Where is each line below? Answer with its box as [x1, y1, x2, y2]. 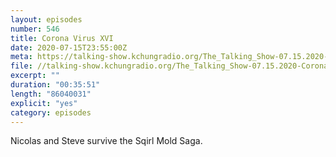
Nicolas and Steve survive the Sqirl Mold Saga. [10, 135, 203, 147]
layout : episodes [10, 14, 83, 25]
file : [10, 61, 33, 71]
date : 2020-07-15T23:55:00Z [10, 42, 128, 53]
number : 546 [10, 24, 60, 34]
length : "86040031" [10, 89, 92, 99]
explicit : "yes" [10, 98, 78, 108]
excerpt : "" [10, 71, 60, 81]
